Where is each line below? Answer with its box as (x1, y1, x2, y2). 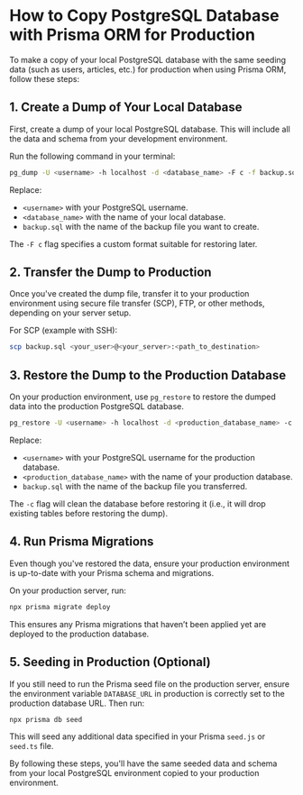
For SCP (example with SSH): (9, 325, 118, 336)
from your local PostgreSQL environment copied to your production (9, 768, 260, 779)
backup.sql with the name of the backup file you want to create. (22, 221, 260, 232)
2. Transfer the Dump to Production (9, 265, 212, 280)
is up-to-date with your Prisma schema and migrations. (9, 567, 215, 578)
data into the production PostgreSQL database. (9, 401, 185, 412)
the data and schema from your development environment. (9, 132, 228, 144)
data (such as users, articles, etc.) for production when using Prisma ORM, (9, 64, 287, 75)
